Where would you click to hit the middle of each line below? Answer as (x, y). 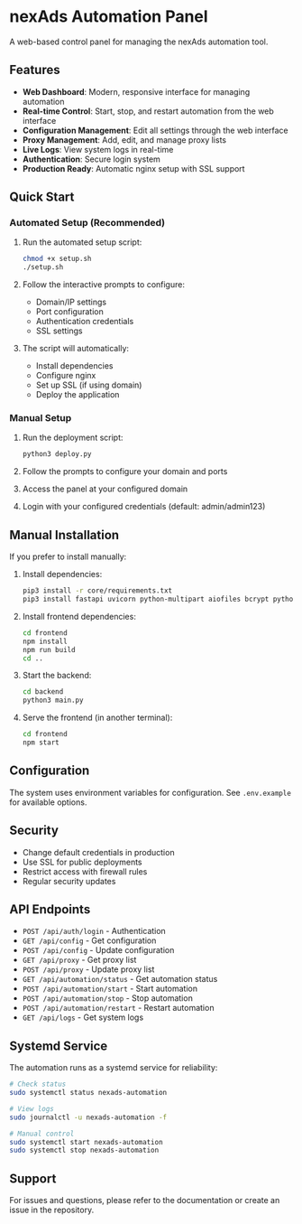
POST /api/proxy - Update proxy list (88, 969)
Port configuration (69, 312)
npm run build (49, 649)
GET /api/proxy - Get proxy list (79, 960)
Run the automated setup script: (82, 242)
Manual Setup (41, 418)
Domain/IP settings (71, 302)
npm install (45, 641)
